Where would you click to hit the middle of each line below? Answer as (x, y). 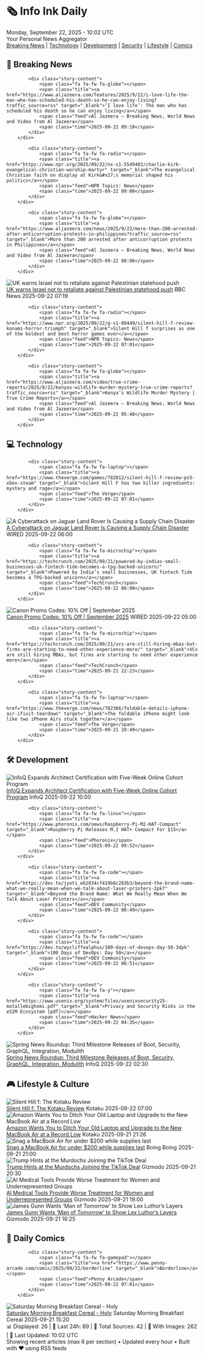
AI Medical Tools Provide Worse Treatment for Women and (80, 1193)
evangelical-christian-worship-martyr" (57, 170)
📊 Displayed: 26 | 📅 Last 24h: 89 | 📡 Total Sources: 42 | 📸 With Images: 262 (102, 1326)
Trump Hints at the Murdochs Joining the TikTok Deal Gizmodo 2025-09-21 (101, 1167)
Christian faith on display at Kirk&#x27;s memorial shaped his (90, 175)
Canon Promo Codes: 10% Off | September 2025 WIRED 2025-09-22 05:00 (101, 617)
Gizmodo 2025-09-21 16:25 (41, 1219)
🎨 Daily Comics (36, 1238)
